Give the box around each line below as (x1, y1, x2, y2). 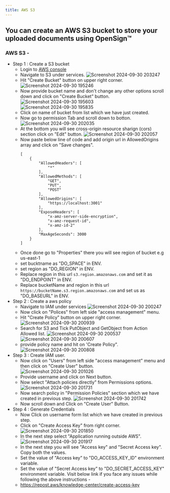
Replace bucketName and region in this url (20, 282, 109, 288)
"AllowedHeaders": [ (38, 161, 82, 166)
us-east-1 (20, 255, 41, 261)
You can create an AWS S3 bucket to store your (5, 26, 158, 35)
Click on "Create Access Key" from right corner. (20, 422, 121, 428)
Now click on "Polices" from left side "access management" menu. (20, 309, 160, 315)
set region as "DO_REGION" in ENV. (20, 266, 95, 272)
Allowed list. (20, 331, 46, 337)
